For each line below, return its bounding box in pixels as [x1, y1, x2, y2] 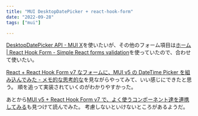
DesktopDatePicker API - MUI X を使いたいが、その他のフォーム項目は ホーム [6, 42, 191, 49]
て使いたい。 [6, 57, 37, 64]
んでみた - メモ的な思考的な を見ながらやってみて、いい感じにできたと [16, 76, 187, 83]
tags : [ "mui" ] [6, 19, 41, 25]
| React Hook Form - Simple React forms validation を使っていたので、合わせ [6, 49, 191, 56]
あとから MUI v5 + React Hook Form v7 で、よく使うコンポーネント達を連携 [6, 96, 190, 103]
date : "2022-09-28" [6, 14, 54, 20]
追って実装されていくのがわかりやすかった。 [28, 84, 137, 91]
